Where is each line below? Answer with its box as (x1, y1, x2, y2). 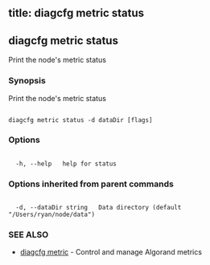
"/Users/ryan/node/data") (8, 210, 95, 219)
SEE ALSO (8, 229, 49, 240)
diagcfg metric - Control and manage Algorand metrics (19, 247, 203, 257)
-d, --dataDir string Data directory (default (15, 204, 182, 212)
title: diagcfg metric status (8, 6, 145, 20)
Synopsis (8, 75, 46, 87)
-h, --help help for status (15, 160, 117, 168)
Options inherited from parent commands (8, 178, 175, 190)
